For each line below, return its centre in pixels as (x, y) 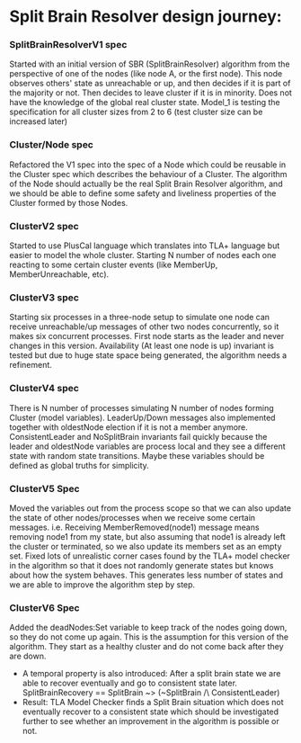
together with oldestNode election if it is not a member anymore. (129, 427)
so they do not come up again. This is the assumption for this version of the (149, 637)
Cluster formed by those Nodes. (69, 202)
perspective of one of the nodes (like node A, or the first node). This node (146, 74)
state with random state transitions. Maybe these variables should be (137, 455)
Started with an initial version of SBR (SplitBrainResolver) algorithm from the (150, 64)
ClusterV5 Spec (44, 488)
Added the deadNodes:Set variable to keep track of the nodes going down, (148, 628)
